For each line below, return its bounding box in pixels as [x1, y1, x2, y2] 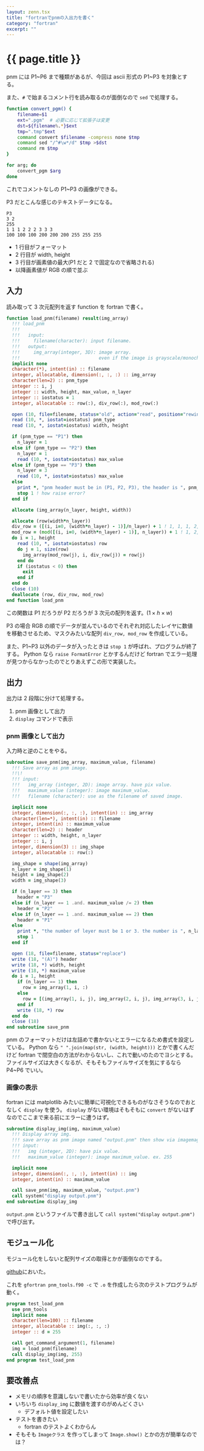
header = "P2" [17, 905, 53, 911]
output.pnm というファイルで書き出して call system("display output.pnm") [6, 1211, 195, 1218]
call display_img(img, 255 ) [12, 1351, 83, 1357]
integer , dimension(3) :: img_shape [12, 844, 104, 850]
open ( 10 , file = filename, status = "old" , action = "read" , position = [12, 411, 183, 418]
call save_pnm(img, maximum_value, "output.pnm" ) [12, 1187, 140, 1194]
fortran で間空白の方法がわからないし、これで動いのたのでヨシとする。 [18, 1051, 196, 1058]
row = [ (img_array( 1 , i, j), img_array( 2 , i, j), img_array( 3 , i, [22, 996, 194, 1002]
